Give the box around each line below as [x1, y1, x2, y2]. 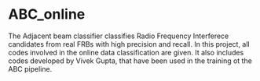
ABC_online [8, 5, 86, 23]
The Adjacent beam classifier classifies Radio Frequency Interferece [8, 31, 229, 40]
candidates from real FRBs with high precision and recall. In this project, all [8, 39, 250, 48]
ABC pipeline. [8, 64, 53, 73]
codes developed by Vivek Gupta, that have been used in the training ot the [8, 56, 253, 65]
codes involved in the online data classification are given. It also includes [8, 48, 244, 57]
